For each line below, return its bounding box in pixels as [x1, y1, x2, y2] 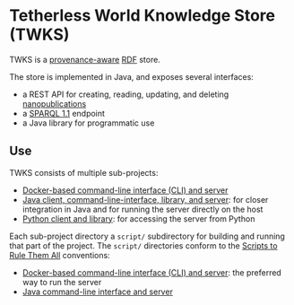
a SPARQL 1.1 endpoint [22, 108, 106, 118]
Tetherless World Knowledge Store [9, 5, 276, 26]
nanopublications [22, 98, 87, 109]
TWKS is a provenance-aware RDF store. [9, 54, 161, 65]
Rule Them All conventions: [9, 249, 110, 260]
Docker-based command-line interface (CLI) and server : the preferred [22, 266, 282, 278]
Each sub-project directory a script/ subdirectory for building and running [9, 231, 285, 241]
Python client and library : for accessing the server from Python [22, 213, 255, 224]
